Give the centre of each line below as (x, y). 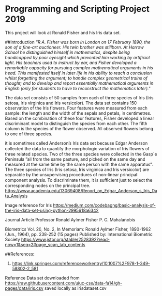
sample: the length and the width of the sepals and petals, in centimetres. (78, 113)
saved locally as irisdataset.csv (75, 288)
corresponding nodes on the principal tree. (48, 186)
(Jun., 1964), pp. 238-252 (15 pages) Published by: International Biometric (79, 234)
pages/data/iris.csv (24, 288)
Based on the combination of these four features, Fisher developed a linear (80, 118)
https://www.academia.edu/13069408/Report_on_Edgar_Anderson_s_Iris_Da (81, 190)
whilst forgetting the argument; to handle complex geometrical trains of (76, 78)
